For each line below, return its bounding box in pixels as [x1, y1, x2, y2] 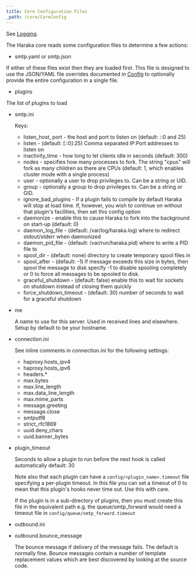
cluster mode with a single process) [23, 170, 110, 177]
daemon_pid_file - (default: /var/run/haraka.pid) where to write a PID [23, 239, 188, 246]
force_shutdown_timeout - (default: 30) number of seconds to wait [23, 289, 184, 296]
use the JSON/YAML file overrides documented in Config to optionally [6, 70, 175, 77]
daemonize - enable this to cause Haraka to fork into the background [23, 214, 190, 221]
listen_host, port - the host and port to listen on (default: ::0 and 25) [23, 133, 186, 141]
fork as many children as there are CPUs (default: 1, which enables [23, 165, 184, 172]
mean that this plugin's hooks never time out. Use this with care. [14, 486, 170, 493]
